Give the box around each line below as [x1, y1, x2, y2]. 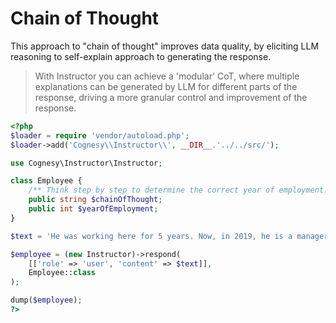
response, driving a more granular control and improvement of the [34, 91, 308, 103]
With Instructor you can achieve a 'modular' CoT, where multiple [34, 70, 300, 82]
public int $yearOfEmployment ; [28, 204, 159, 214]
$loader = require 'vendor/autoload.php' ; [10, 130, 190, 141]
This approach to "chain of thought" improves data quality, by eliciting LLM [10, 40, 320, 52]
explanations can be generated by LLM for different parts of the [34, 80, 298, 92]
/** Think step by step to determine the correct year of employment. [28, 185, 329, 196]
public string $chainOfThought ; [28, 195, 163, 205]
